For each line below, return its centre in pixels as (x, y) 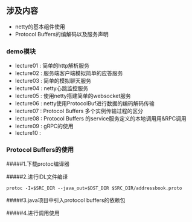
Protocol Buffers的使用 (40, 150)
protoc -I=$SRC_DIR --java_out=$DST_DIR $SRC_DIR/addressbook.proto (94, 188)
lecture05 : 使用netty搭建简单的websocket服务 (73, 96)
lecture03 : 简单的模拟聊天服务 (53, 81)
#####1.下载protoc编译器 (38, 164)
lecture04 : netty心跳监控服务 (52, 88)
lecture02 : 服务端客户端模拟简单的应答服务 (69, 73)
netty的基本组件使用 (40, 27)
